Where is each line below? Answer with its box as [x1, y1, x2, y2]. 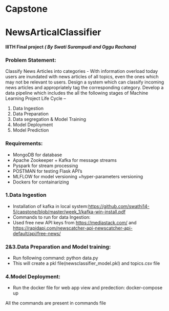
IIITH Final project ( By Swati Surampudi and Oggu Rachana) [5, 44, 137, 50]
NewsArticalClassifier [5, 27, 101, 38]
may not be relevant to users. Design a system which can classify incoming [5, 79, 164, 85]
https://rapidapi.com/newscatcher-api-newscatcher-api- [12, 225, 133, 231]
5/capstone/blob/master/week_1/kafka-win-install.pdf [12, 209, 126, 215]
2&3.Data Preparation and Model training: [5, 243, 111, 250]
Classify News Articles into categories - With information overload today [5, 68, 158, 74]
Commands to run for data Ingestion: [12, 214, 91, 220]
